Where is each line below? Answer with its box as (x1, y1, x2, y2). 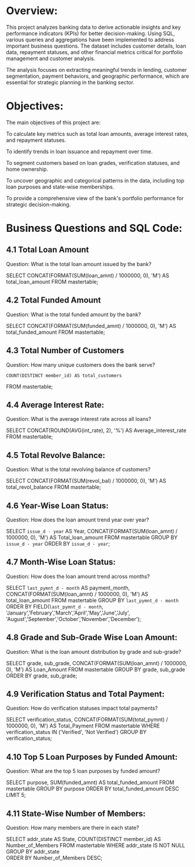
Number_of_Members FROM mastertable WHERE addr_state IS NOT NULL (6, 842, 186, 849)
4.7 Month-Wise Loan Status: (6, 557, 116, 567)
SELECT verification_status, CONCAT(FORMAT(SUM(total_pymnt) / (6, 716, 169, 723)
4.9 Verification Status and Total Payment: (6, 689, 165, 699)
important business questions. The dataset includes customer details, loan (6, 42, 186, 49)
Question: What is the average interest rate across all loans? (6, 416, 152, 423)
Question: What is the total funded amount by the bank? (6, 311, 142, 318)
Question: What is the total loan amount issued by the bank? (6, 260, 152, 267)
